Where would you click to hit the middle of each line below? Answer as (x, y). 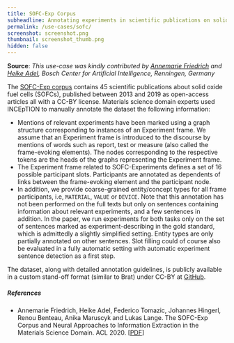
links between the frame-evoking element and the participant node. (114, 182)
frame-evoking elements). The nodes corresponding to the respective (117, 152)
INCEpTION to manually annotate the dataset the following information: (109, 109)
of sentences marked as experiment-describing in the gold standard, (116, 226)
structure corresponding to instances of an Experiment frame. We (112, 130)
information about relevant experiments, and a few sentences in (109, 211)
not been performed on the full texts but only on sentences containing (118, 204)
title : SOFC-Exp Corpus (42, 14)
